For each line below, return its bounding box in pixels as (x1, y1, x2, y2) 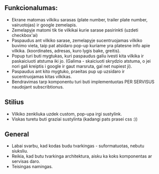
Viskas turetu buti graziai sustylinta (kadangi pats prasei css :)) (11, 116, 138, 122)
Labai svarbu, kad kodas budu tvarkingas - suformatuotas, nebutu (11, 143, 144, 149)
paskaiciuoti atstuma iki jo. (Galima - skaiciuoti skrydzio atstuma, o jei (11, 58, 151, 64)
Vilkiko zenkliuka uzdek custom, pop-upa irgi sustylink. (11, 111, 122, 117)
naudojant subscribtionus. (11, 84, 64, 89)
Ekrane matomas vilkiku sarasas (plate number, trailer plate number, (11, 17, 148, 22)
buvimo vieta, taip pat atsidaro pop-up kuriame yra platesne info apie (11, 42, 150, 48)
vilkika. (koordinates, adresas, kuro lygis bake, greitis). (11, 48, 121, 53)
